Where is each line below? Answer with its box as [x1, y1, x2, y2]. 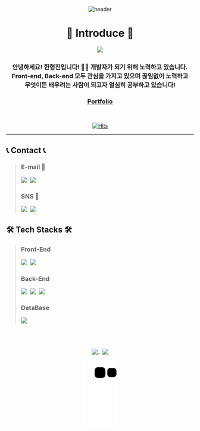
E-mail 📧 [20, 163, 46, 171]
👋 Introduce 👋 [66, 27, 134, 40]
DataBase [20, 304, 49, 312]
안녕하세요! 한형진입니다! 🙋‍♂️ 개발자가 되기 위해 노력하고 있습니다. [12, 63, 188, 71]
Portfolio [87, 97, 113, 106]
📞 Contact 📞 [6, 145, 46, 155]
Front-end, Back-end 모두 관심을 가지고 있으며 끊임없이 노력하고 [11, 72, 189, 80]
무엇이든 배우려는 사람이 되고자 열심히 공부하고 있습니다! [24, 80, 176, 89]
